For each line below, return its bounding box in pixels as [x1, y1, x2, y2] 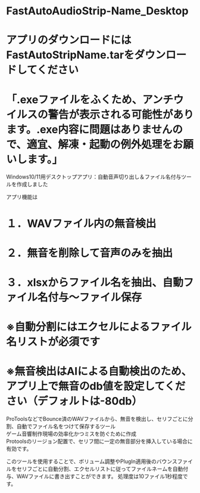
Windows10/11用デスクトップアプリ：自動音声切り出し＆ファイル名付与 [6, 173, 182, 180]
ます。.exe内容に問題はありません [6, 122, 173, 136]
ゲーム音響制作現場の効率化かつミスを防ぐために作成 [6, 430, 137, 437]
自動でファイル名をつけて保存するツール [16, 423, 116, 430]
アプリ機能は [6, 193, 37, 201]
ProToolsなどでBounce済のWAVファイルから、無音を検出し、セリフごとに [6, 415, 189, 422]
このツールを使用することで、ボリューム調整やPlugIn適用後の [6, 458, 157, 465]
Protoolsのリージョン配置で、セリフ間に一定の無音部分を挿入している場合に [6, 437, 193, 445]
